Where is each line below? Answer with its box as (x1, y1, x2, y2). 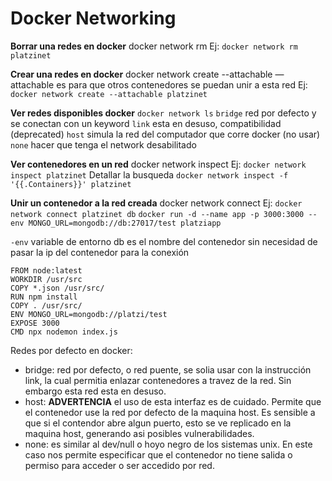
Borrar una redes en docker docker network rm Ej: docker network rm (10, 40, 298, 52)
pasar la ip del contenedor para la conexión (10, 246, 190, 258)
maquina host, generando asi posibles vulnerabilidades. (24, 427, 255, 439)
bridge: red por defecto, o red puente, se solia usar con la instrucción (24, 363, 312, 376)
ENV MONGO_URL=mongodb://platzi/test (10, 309, 168, 319)
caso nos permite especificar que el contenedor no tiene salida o (24, 448, 293, 461)
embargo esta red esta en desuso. (24, 385, 167, 397)
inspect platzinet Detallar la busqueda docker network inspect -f (10, 168, 289, 181)
